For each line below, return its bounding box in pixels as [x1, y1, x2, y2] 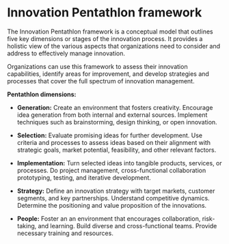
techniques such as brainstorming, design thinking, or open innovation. [16, 118, 217, 126]
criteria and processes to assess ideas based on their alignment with [16, 138, 211, 146]
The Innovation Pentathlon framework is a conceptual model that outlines [7, 27, 213, 36]
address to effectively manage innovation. [7, 49, 125, 57]
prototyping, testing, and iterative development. [16, 173, 152, 182]
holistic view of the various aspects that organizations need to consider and [7, 42, 221, 50]
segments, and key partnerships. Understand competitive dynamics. [16, 193, 210, 202]
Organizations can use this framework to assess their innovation [7, 62, 188, 70]
